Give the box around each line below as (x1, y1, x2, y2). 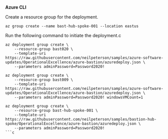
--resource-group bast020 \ (14, 47, 73, 52)
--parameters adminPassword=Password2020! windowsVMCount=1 (14, 95, 143, 100)
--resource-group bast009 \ (14, 77, 73, 82)
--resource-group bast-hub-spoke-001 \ (14, 108, 98, 113)
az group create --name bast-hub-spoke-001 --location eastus (5, 24, 139, 29)
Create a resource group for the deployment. (5, 14, 98, 20)
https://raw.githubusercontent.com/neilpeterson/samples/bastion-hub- (5, 117, 157, 122)
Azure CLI (5, 5, 27, 10)
